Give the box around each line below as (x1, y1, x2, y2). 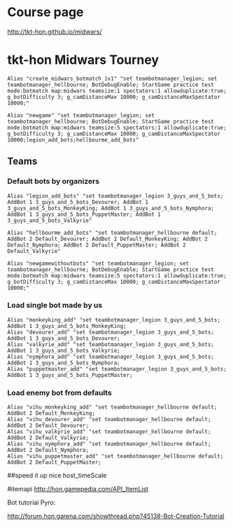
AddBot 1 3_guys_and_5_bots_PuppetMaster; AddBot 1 (7, 211, 161, 218)
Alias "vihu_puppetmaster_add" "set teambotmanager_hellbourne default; (7, 453, 224, 460)
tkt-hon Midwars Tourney (7, 52, 160, 68)
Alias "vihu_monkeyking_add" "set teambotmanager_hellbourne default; (7, 404, 218, 411)
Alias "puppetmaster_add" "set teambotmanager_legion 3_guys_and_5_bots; (7, 365, 227, 372)
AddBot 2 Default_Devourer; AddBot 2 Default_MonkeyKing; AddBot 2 (7, 235, 209, 242)
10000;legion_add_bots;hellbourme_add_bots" (7, 136, 139, 144)
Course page (7, 4, 84, 20)
